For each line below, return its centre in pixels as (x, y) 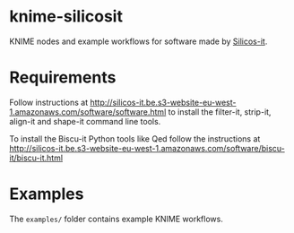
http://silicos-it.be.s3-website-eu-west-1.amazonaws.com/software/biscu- (147, 148)
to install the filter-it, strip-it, (220, 112)
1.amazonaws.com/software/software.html (88, 112)
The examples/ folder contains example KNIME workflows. (117, 219)
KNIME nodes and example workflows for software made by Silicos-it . (138, 41)
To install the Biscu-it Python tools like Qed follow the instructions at (135, 138)
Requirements (63, 78)
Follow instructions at (49, 102)
